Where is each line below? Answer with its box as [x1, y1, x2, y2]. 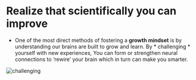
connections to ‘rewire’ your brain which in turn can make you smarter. [14, 56, 188, 63]
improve [6, 17, 48, 30]
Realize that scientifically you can [6, 4, 177, 18]
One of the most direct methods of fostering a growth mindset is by [14, 36, 182, 44]
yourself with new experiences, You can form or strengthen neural [14, 49, 178, 56]
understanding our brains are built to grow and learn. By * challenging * [14, 43, 191, 50]
